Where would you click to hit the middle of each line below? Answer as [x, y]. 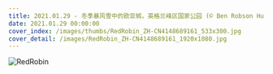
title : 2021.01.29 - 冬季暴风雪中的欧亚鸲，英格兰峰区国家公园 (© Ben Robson [131, 16]
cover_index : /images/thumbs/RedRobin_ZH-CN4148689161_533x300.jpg [125, 31]
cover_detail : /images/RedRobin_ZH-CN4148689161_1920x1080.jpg [118, 39]
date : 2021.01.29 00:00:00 [54, 24]
